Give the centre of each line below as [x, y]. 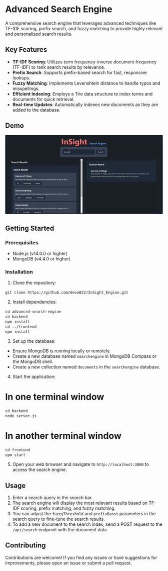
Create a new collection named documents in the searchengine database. [86, 367]
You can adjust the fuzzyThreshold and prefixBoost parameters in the [84, 513]
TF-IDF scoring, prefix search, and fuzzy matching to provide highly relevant [84, 28]
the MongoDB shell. [33, 362]
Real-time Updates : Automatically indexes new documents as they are [85, 105]
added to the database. [36, 110]
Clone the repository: [34, 283]
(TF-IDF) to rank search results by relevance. [59, 67]
